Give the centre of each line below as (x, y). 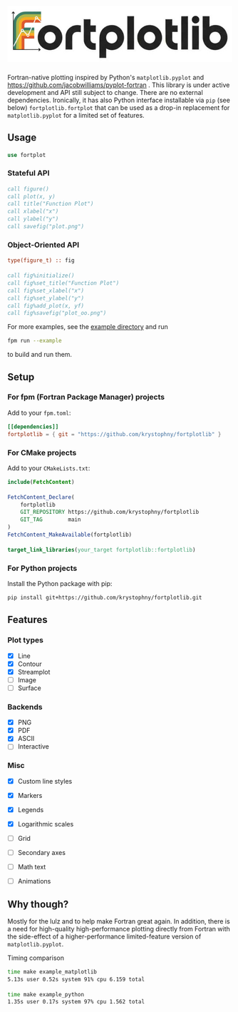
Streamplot (34, 672)
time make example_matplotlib (52, 972)
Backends (25, 707)
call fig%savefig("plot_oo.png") (57, 313)
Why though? (38, 904)
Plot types (26, 640)
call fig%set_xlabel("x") (46, 290)
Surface (29, 688)
